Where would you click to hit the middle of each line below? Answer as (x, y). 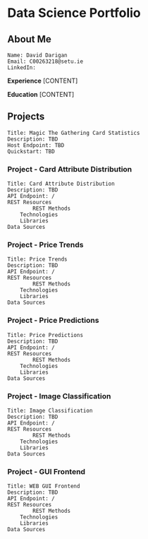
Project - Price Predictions (53, 321)
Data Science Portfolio (74, 13)
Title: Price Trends (38, 259)
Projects (26, 117)
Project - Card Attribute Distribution (70, 169)
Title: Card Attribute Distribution (61, 184)
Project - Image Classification (59, 396)
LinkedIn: (22, 68)
